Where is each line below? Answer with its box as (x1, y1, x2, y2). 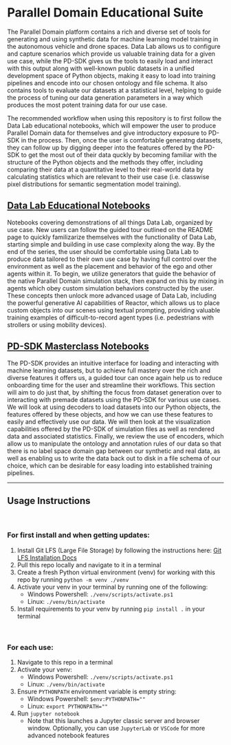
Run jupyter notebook (16, 709, 80, 717)
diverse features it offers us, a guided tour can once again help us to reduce (7, 373, 223, 381)
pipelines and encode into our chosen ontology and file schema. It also (7, 78, 208, 87)
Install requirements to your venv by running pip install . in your (16, 605, 205, 613)
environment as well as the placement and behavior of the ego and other (7, 262, 213, 270)
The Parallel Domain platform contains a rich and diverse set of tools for (7, 28, 211, 36)
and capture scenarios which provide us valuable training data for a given (7, 50, 215, 58)
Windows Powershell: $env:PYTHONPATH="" (27, 694, 146, 703)
